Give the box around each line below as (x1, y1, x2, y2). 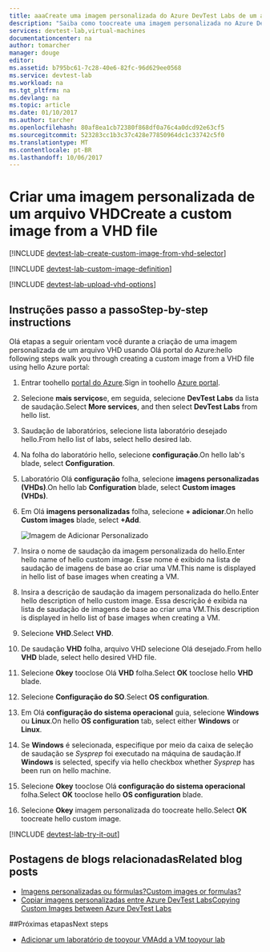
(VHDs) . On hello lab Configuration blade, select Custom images (20, 483, 236, 492)
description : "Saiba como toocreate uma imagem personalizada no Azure (9, 19, 253, 27)
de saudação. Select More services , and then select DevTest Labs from (20, 402, 258, 411)
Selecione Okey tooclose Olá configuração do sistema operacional (20, 781, 246, 791)
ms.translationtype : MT (9, 138, 89, 147)
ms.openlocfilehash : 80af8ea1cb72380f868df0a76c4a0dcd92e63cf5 (9, 124, 225, 132)
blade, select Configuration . (20, 459, 115, 468)
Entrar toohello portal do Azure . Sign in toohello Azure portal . (20, 378, 221, 387)
